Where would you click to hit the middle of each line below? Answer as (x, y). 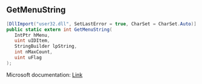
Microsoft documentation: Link (45, 74)
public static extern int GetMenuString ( (59, 30)
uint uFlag (28, 58)
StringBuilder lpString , (46, 47)
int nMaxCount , (33, 52)
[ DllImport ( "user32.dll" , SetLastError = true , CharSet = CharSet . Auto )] (102, 24)
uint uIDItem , (32, 41)
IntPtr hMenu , (32, 35)
